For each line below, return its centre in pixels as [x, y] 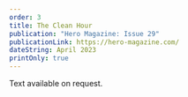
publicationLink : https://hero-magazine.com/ [94, 42]
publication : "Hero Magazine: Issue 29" [85, 34]
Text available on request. [56, 83]
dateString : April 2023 [53, 50]
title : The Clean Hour [51, 26]
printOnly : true [39, 58]
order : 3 [25, 17]
